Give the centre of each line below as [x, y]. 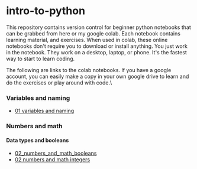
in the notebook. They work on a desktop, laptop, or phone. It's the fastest [97, 52]
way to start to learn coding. [41, 58]
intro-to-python [46, 11]
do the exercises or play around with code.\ [59, 82]
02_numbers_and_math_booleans [56, 153]
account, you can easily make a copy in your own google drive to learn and [98, 76]
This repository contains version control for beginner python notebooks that [98, 27]
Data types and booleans [38, 140]
